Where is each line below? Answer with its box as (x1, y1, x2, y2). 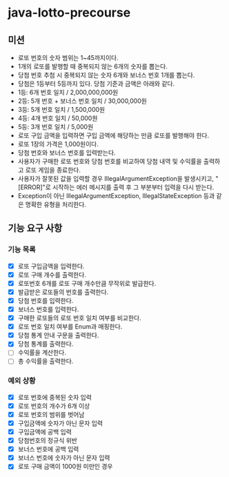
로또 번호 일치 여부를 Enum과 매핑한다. (17, 322, 123, 331)
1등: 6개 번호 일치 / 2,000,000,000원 (17, 88, 119, 96)
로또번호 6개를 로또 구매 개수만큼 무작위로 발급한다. (17, 279, 157, 287)
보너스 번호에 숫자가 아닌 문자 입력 (17, 454, 110, 462)
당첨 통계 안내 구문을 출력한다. (17, 331, 99, 340)
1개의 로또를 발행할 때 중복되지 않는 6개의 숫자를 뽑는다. (17, 62, 168, 70)
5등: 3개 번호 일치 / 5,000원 (17, 123, 94, 130)
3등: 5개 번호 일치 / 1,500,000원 (17, 106, 106, 113)
